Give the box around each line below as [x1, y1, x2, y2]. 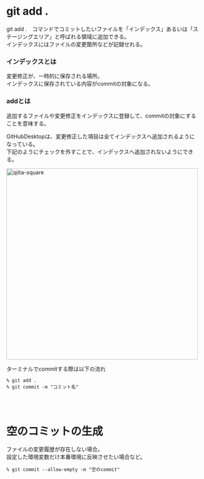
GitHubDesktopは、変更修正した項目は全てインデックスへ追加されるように [6, 133, 195, 140]
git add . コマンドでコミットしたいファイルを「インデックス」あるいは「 [6, 25, 194, 32]
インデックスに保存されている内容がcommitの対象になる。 [6, 80, 154, 87]
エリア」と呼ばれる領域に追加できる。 [32, 32, 130, 40]
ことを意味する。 [6, 119, 50, 127]
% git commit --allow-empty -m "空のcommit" [6, 467, 120, 473]
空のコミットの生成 [6, 424, 104, 438]
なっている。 [6, 140, 39, 147]
